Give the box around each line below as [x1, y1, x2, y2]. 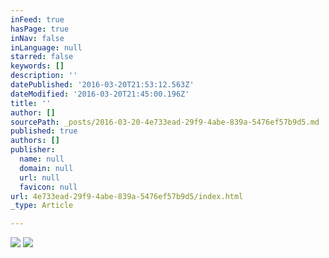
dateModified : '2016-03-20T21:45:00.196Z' [10, 89, 190, 99]
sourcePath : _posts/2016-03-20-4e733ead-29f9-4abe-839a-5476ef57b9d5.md [10, 117, 320, 127]
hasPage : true [10, 24, 70, 34]
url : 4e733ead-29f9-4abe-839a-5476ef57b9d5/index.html [10, 191, 244, 201]
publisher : [10, 145, 56, 155]
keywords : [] [10, 61, 65, 71]
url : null [19, 172, 60, 183]
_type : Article [10, 201, 74, 211]
